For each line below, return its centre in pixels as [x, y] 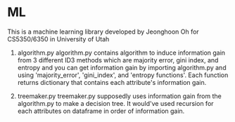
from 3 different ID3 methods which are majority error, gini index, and [118, 60]
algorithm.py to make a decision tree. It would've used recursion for [115, 103]
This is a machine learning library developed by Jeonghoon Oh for [103, 32]
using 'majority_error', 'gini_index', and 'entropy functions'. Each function [123, 75]
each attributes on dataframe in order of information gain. [101, 111]
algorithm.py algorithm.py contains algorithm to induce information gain [121, 53]
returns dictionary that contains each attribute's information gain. [112, 82]
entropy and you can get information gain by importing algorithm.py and [122, 67]
